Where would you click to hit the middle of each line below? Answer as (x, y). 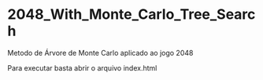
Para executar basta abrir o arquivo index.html (82, 67)
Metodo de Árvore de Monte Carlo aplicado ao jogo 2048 (100, 53)
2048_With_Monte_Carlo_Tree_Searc (131, 15)
